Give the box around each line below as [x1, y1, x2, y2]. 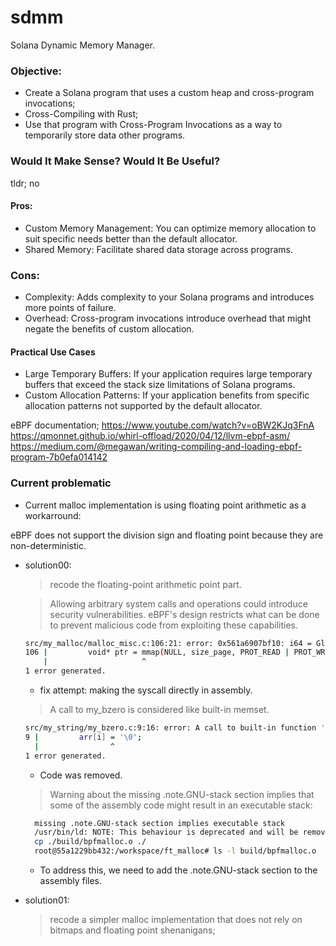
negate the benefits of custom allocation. [24, 323, 195, 335]
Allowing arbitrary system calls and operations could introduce [49, 597, 308, 610]
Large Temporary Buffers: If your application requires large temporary [24, 368, 313, 380]
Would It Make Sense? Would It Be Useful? [10, 154, 221, 168]
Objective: [10, 64, 62, 78]
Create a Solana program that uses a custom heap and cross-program [24, 87, 315, 99]
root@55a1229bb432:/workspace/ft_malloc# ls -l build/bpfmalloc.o [34, 846, 317, 856]
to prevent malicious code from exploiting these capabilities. [49, 619, 298, 631]
